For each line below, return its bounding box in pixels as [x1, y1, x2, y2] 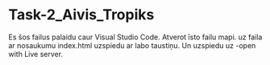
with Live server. [8, 49, 63, 59]
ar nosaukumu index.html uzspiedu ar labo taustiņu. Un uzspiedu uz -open [8, 40, 256, 50]
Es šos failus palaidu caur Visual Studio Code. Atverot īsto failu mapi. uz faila [8, 32, 263, 42]
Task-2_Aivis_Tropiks [8, 6, 155, 24]
